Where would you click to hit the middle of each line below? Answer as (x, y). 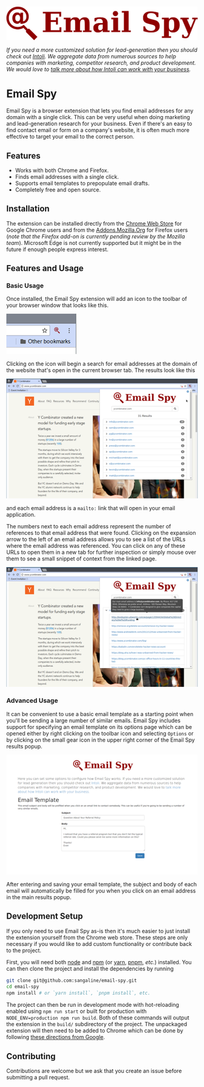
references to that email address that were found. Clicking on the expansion (101, 533)
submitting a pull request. (38, 1077)
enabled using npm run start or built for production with (76, 1011)
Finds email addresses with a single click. (67, 176)
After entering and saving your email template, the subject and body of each (102, 884)
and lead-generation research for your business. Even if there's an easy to (99, 124)
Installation (28, 209)
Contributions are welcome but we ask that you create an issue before (94, 1071)
